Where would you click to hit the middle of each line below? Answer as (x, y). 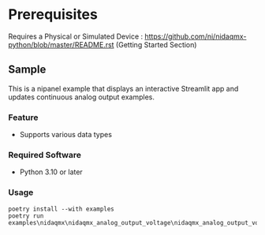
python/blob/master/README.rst (61, 44)
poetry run (26, 216)
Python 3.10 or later (51, 172)
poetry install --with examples (61, 209)
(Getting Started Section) (156, 44)
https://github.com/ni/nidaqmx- (196, 36)
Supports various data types (66, 135)
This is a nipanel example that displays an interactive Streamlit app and (123, 88)
